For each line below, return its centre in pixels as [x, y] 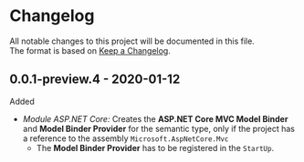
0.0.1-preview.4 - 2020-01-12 [95, 80]
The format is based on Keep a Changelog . [90, 50]
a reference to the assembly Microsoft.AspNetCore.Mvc [126, 138]
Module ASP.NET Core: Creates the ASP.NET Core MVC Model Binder [155, 118]
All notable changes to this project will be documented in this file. [132, 41]
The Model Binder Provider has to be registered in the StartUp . [155, 147]
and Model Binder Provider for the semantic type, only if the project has [158, 128]
